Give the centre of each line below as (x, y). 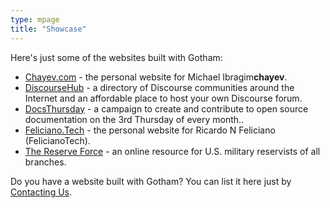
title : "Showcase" (48, 29)
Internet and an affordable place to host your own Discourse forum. (163, 98)
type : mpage (35, 19)
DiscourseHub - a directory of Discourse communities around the (159, 87)
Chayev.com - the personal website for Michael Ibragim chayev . (156, 77)
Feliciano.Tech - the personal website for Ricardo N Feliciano (150, 130)
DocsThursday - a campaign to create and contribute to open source (166, 108)
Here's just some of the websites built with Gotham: (116, 57)
